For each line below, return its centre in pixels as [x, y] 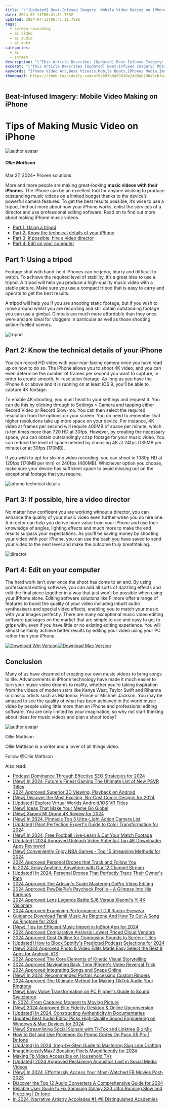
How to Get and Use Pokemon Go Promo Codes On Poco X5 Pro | [81, 1034]
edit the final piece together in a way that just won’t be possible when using [84, 593]
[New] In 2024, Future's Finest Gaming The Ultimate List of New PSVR [86, 781]
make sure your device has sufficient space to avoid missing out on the [79, 468]
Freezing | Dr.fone [31, 1094]
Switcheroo [25, 997]
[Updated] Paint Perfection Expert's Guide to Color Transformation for [85, 825]
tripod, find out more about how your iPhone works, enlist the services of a [83, 207]
